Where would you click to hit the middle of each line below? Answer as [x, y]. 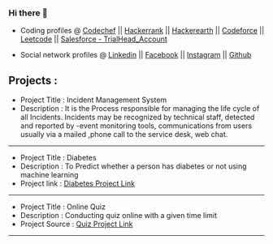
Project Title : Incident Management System [93, 100]
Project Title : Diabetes [58, 158]
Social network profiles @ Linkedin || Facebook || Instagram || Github [136, 55]
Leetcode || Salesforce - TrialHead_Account [94, 39]
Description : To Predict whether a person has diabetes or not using [133, 166]
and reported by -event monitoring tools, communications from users [136, 126]
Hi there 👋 [28, 13]
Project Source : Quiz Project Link [76, 224]
